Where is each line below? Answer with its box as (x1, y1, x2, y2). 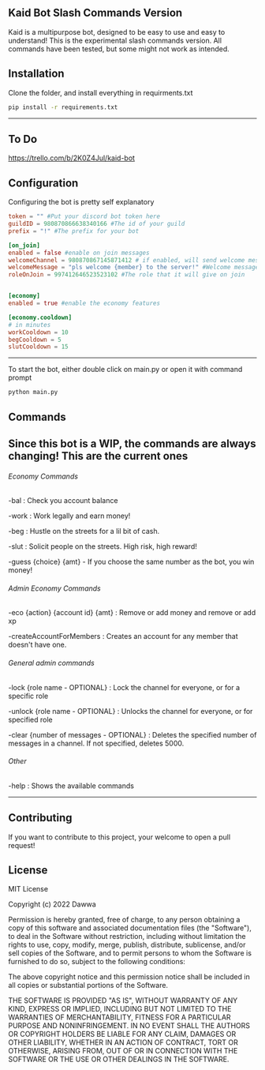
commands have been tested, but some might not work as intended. (8, 43, 230, 54)
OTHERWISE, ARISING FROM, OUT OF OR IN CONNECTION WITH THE (8, 1046, 238, 1056)
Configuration (8, 176, 79, 190)
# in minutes (8, 321, 51, 329)
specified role (8, 715, 53, 724)
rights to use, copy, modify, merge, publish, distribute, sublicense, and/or (8, 940, 246, 950)
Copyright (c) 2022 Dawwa (8, 899, 96, 909)
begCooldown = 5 (8, 336, 62, 344)
